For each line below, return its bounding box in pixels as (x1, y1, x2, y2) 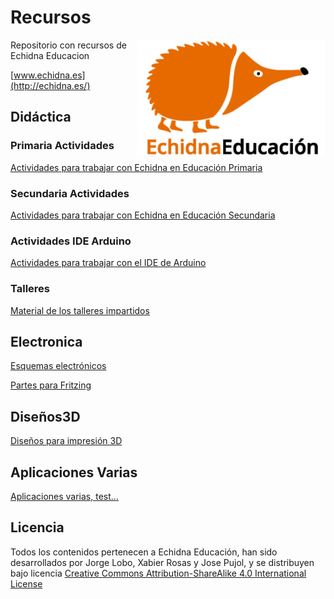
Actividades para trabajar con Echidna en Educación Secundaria (10, 209, 276, 221)
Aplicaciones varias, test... (10, 490, 119, 502)
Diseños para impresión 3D (10, 435, 123, 447)
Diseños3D (10, 408, 81, 425)
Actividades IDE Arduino (10, 234, 132, 248)
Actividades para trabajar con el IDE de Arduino (10, 257, 207, 269)
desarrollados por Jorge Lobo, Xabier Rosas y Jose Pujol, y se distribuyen (10, 556, 315, 568)
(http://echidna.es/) (10, 79, 91, 91)
